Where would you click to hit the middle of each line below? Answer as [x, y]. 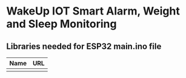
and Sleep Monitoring [61, 24]
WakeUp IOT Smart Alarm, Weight [93, 11]
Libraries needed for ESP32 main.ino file [84, 46]
